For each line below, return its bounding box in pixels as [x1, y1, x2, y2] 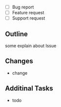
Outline [5, 29, 28, 38]
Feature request [12, 10, 44, 16]
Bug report [12, 4, 34, 10]
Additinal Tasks [5, 84, 54, 93]
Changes [5, 57, 33, 65]
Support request [12, 15, 45, 21]
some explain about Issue [5, 43, 57, 49]
